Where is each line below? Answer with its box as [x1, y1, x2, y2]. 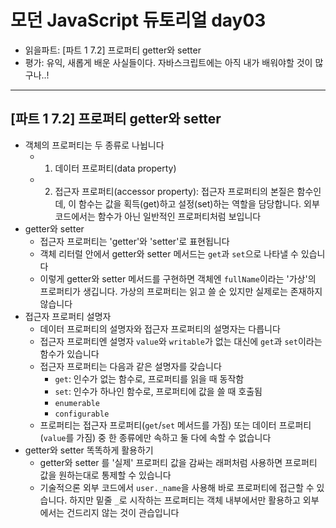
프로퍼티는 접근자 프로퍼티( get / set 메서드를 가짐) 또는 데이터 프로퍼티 [39, 419, 312, 431]
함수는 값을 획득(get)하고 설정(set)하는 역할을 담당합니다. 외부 [78, 197, 320, 210]
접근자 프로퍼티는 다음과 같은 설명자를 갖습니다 [39, 360, 222, 372]
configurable [54, 409, 110, 419]
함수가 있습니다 [39, 347, 100, 360]
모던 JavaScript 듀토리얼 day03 [10, 9, 267, 32]
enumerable [54, 398, 100, 408]
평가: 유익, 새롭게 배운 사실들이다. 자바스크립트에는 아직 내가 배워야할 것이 [24, 56, 313, 68]
